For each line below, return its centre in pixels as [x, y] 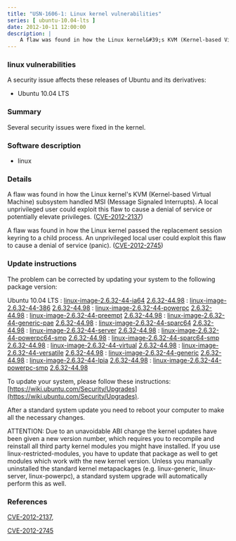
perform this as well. [37, 483]
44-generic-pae [31, 323]
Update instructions [42, 263]
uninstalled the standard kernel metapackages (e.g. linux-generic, [103, 468]
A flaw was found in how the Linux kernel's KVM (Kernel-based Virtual [109, 194]
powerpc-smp [28, 368]
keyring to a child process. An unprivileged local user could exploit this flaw [117, 238]
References [27, 502]
